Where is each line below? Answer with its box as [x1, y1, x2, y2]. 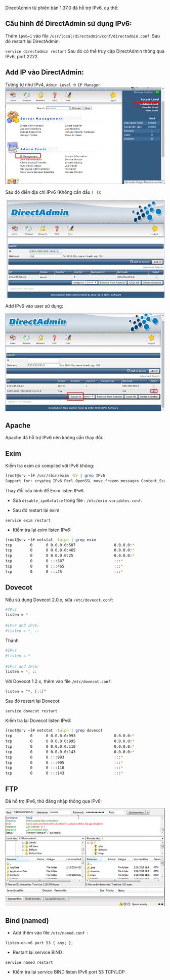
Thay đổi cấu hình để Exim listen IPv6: [5, 487, 85, 493]
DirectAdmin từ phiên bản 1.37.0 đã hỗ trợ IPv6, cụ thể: [5, 5, 119, 11]
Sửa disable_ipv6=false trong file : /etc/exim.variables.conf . [12, 497, 143, 503]
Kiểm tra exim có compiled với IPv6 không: [5, 462, 95, 468]
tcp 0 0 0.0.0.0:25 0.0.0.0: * [5, 553, 135, 559]
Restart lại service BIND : [12, 949, 65, 956]
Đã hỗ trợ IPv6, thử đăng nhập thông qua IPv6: [5, 798, 102, 804]
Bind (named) [5, 916, 49, 925]
